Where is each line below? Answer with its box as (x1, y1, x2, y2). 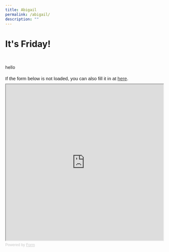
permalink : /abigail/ (5, 12, 50, 17)
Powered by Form (5, 242, 35, 247)
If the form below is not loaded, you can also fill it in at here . (5, 75, 128, 81)
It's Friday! (5, 38, 51, 49)
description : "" (5, 16, 39, 21)
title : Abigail (5, 7, 37, 12)
